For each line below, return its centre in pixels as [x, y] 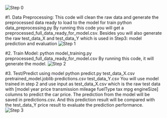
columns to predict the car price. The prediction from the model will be [78, 94]
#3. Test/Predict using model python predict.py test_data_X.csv [70, 73]
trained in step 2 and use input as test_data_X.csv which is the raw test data [83, 84]
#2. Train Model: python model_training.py [48, 53]
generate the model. [26, 64]
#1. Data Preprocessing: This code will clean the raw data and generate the [82, 17]
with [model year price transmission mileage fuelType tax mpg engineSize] [82, 89]
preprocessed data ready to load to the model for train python [69, 23]
